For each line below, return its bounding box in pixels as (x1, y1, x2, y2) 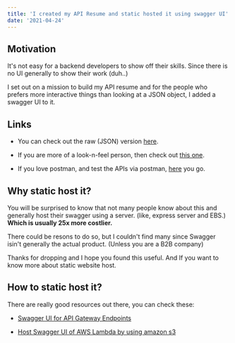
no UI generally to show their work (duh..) (7, 69, 128, 78)
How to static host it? (7, 282, 102, 294)
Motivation (7, 43, 56, 55)
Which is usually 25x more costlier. (7, 218, 113, 227)
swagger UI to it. (7, 98, 56, 107)
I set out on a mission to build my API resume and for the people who (7, 83, 208, 92)
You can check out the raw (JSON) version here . (17, 137, 159, 145)
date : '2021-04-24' (7, 17, 65, 24)
